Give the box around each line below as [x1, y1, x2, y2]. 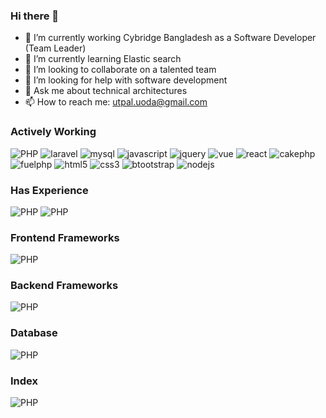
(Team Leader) [24, 42, 87, 54]
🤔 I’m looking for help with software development [24, 74, 228, 86]
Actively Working [10, 125, 97, 139]
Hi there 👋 [10, 9, 60, 23]
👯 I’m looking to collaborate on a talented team [24, 64, 217, 76]
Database [10, 326, 58, 340]
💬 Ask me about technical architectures [24, 85, 188, 97]
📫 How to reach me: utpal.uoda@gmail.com [24, 96, 208, 108]
